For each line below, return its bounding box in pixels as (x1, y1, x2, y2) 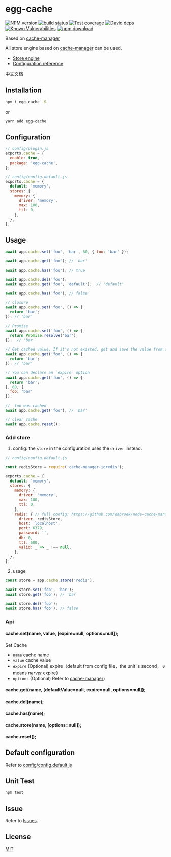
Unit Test (5, 776, 35, 785)
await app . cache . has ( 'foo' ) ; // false (5, 291, 88, 296)
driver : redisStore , (18, 516, 63, 521)
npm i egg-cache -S (5, 99, 47, 104)
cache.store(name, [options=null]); (5, 722, 82, 728)
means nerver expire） (12, 669, 61, 676)
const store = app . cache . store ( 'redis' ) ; (5, 578, 95, 583)
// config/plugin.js (5, 146, 49, 151)
